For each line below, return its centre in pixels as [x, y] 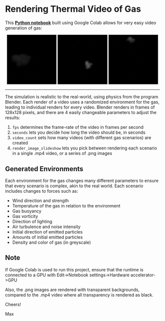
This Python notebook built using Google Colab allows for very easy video [81, 23]
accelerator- [143, 275]
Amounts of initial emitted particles [47, 237]
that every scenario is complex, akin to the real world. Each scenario [74, 186]
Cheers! [13, 304]
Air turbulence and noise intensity [46, 227]
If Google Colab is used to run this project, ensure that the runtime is [74, 269]
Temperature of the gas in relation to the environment [66, 206]
